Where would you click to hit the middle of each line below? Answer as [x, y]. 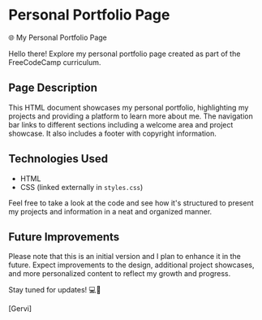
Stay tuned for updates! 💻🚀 [55, 290]
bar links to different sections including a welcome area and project [121, 124]
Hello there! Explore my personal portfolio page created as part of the [125, 54]
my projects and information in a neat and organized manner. [110, 211]
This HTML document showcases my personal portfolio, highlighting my [129, 107]
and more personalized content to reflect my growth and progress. [120, 274]
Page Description [53, 88]
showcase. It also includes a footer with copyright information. [113, 133]
